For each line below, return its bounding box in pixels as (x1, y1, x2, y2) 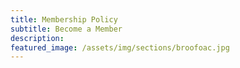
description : (10, 33, 65, 43)
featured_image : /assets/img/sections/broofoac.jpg (10, 42, 230, 53)
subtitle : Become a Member (10, 24, 123, 34)
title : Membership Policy (10, 14, 118, 25)
